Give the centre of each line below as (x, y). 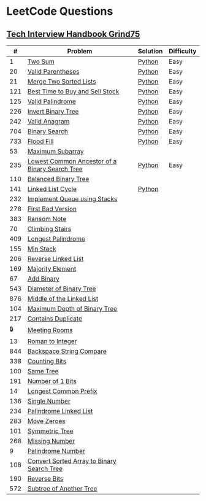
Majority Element (52, 269)
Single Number (49, 401)
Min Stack (42, 249)
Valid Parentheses (53, 72)
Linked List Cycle (52, 189)
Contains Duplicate (55, 319)
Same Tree (43, 371)
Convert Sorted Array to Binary (72, 461)
